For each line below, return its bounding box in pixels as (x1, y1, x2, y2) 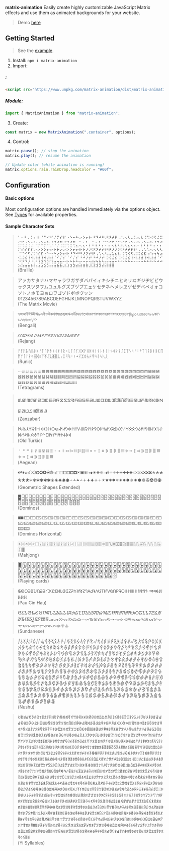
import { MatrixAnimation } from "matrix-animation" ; (5, 111, 121, 116)
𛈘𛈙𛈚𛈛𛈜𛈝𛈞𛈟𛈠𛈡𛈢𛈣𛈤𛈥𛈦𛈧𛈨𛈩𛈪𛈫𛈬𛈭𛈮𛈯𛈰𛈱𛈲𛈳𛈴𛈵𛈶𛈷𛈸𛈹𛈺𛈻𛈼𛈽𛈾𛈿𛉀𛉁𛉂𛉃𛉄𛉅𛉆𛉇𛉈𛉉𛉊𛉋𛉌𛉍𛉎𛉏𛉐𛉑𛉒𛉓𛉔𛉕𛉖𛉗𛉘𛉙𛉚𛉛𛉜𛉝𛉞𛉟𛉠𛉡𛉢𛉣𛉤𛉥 (17, 650, 160, 656)
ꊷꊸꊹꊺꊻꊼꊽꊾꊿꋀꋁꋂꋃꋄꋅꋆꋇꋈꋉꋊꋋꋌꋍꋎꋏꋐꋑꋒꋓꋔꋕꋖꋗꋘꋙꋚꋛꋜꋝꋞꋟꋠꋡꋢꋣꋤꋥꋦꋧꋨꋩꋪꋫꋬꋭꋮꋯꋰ (17, 786, 163, 792)
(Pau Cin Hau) (17, 599, 47, 606)
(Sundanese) (17, 628, 44, 634)
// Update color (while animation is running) (5, 162, 105, 167)
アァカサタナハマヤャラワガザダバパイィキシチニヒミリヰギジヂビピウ (17, 277, 163, 283)
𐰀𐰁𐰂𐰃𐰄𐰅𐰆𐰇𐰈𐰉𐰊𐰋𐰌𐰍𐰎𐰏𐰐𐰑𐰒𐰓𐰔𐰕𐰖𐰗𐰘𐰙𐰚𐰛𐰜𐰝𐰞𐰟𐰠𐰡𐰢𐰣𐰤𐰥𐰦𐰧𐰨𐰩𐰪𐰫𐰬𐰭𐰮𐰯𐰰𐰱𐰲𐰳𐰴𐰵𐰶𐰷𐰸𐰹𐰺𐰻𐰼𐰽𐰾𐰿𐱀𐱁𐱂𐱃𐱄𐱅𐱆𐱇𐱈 (17, 426, 162, 432)
